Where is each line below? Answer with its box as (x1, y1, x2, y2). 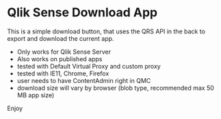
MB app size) (16, 90, 55, 99)
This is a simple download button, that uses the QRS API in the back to (7, 27, 205, 35)
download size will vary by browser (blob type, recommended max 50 (16, 84, 214, 92)
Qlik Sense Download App (7, 5, 158, 20)
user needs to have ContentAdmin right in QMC (16, 76, 151, 84)
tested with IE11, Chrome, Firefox (16, 69, 109, 78)
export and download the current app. (7, 34, 114, 42)
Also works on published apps (16, 54, 103, 63)
